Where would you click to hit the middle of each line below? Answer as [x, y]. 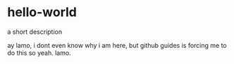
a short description [35, 32]
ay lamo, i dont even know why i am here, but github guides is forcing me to [117, 45]
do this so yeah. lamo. [39, 53]
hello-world [42, 12]
